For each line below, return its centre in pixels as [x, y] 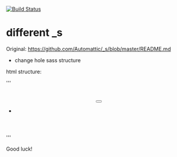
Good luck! [19, 149]
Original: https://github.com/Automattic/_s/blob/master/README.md [88, 49]
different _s [34, 33]
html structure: [24, 71]
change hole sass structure [48, 60]
